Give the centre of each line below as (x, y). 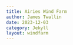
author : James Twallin (34, 17)
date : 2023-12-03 (27, 22)
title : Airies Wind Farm (36, 11)
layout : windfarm (27, 33)
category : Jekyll (27, 28)
